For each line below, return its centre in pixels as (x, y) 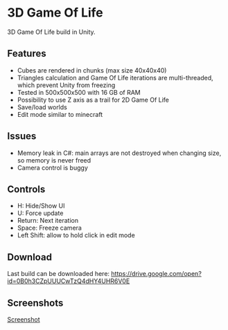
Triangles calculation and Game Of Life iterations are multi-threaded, (115, 77)
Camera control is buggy (52, 167)
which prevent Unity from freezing (66, 85)
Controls (26, 189)
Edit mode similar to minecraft (60, 114)
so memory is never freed (54, 160)
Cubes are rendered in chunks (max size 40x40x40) (92, 70)
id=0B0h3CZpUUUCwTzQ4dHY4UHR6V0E (69, 281)
